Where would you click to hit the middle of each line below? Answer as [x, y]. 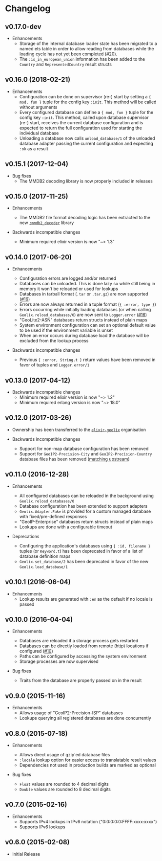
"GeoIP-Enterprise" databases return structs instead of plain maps [86, 521]
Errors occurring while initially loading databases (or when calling [85, 310]
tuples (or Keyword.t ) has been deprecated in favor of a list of [81, 551]
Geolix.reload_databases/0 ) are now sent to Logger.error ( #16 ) [83, 315]
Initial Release [26, 854]
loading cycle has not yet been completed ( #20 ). [68, 54]
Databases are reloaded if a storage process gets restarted [79, 641]
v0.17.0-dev [23, 27]
